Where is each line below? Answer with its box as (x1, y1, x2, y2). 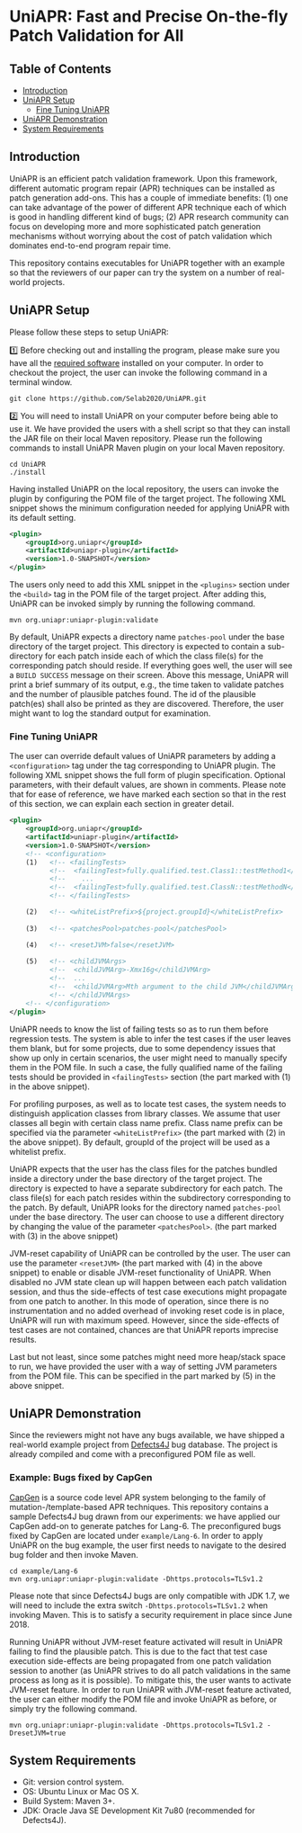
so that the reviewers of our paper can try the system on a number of (9, 267, 266, 278)
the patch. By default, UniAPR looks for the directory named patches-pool (9, 1202, 281, 1212)
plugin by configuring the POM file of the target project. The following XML (9, 493, 287, 504)
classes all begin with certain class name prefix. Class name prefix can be (9, 1117, 283, 1128)
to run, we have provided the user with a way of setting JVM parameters (9, 1361, 278, 1372)
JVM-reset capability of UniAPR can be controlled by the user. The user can (9, 1247, 291, 1258)
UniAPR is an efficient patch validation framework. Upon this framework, (9, 173, 278, 183)
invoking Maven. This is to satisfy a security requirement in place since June (9, 1609, 293, 1620)
